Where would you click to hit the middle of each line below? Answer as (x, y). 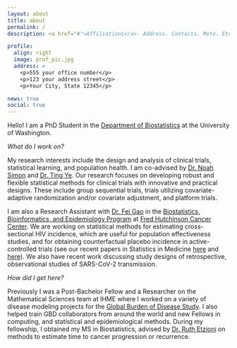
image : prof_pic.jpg (44, 60)
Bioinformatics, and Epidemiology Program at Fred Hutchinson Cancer (109, 219)
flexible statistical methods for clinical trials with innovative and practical (113, 183)
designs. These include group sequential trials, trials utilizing (95, 190)
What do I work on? (36, 146)
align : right (33, 53)
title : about (26, 21)
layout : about (28, 14)
